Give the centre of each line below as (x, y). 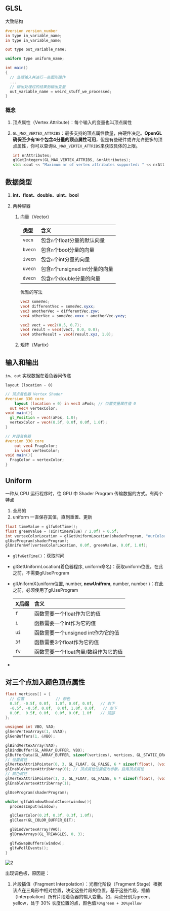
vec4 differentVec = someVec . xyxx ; (57, 306)
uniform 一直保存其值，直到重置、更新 (52, 517)
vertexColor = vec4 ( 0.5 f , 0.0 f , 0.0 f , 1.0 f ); (59, 422)
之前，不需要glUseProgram (41, 573)
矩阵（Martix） (36, 345)
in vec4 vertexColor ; (37, 450)
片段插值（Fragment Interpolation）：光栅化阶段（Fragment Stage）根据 (87, 884)
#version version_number (31, 31)
